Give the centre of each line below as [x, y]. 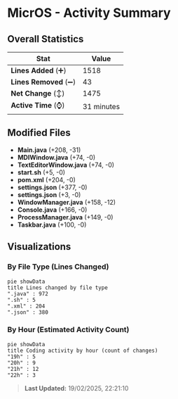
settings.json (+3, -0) [49, 194]
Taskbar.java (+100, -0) [52, 224]
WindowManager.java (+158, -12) [67, 202]
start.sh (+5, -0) [41, 172]
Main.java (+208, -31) [49, 150]
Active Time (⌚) [38, 105]
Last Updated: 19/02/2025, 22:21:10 [76, 388]
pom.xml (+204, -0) [46, 179]
